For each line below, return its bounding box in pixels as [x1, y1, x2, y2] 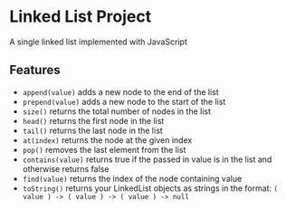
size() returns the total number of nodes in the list [22, 106, 211, 117]
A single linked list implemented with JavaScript [9, 36, 187, 47]
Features [9, 62, 61, 78]
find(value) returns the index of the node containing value [22, 173, 243, 184]
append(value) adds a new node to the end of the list [22, 86, 219, 97]
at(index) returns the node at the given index [22, 134, 193, 146]
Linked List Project [9, 6, 152, 27]
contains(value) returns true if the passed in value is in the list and [22, 154, 272, 165]
